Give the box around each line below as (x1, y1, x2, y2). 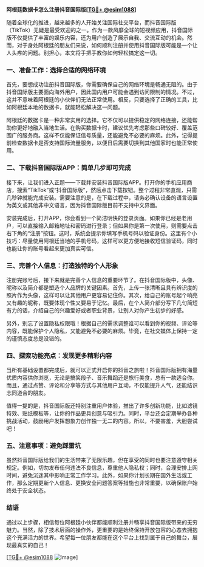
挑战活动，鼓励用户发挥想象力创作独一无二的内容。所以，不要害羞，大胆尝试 (6, 418, 198, 425)
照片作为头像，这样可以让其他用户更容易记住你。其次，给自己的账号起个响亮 (6, 291, 198, 298)
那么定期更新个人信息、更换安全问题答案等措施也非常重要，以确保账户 (16, 479, 192, 487)
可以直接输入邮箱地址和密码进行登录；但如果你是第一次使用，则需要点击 (16, 222, 198, 229)
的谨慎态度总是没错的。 (6, 334, 65, 342)
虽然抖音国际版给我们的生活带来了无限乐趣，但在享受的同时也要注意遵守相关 (6, 456, 198, 464)
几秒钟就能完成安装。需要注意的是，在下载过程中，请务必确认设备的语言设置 (6, 194, 198, 201)
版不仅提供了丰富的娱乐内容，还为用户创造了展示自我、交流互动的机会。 (6, 34, 187, 41)
